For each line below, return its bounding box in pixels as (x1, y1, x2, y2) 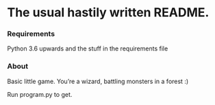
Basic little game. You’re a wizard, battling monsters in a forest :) (7, 77, 189, 85)
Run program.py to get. (7, 90, 73, 98)
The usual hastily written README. (7, 5, 210, 20)
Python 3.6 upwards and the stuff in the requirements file (7, 44, 168, 52)
